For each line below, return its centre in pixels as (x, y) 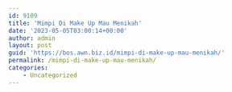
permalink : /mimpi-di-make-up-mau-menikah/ (83, 61)
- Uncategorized (50, 75)
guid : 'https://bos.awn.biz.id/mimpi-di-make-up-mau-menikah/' (117, 53)
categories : (28, 68)
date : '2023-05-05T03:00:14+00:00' (68, 30)
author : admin (32, 38)
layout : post (30, 46)
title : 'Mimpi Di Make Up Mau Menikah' (75, 23)
